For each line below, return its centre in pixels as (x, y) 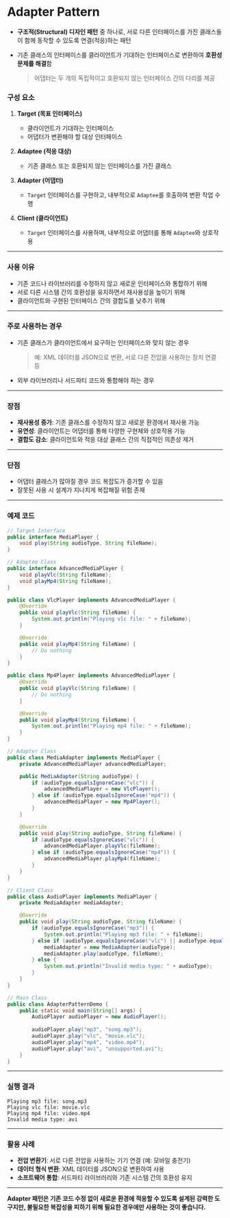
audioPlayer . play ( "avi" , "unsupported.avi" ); (98, 1049)
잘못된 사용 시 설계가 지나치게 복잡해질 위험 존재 (81, 490)
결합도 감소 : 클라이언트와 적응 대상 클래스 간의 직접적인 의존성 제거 (105, 440)
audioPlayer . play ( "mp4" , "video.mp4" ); (89, 1042)
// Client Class (30, 890)
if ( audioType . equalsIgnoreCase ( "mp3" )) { (93, 928)
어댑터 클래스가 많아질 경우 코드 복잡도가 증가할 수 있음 (90, 482)
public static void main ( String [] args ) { (81, 1010)
